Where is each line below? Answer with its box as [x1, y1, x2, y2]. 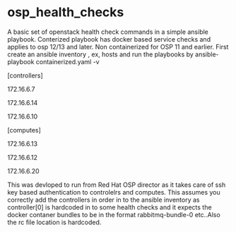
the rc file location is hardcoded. [7, 218, 102, 226]
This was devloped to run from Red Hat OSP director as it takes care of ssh [7, 181, 226, 189]
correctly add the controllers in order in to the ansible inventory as [7, 195, 200, 204]
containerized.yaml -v [35, 57, 100, 66]
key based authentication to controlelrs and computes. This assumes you [7, 188, 220, 196]
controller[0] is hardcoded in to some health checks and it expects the [7, 202, 212, 212]
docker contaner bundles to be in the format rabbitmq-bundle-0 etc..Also [7, 210, 220, 219]
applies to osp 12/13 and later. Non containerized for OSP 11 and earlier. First [7, 42, 229, 51]
